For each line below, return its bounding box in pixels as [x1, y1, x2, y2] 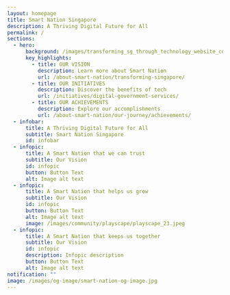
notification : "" [7, 271, 57, 278]
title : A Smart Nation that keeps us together [25, 233, 161, 240]
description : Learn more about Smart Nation [37, 67, 167, 74]
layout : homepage [7, 10, 57, 17]
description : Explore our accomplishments [37, 105, 161, 112]
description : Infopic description [25, 252, 125, 259]
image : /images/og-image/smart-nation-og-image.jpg [7, 277, 157, 284]
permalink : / [7, 29, 44, 36]
